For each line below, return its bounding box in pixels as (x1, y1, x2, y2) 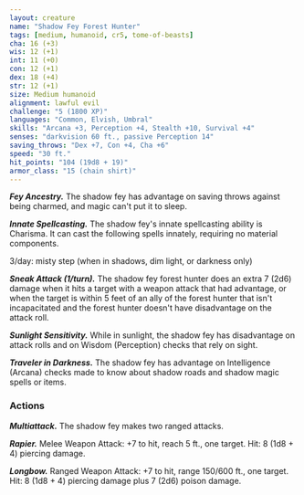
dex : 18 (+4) (9, 73, 59, 82)
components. (9, 238, 59, 249)
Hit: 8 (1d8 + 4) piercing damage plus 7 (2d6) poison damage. (9, 475, 242, 486)
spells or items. (9, 376, 67, 388)
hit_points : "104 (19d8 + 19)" (9, 157, 129, 167)
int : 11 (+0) (9, 56, 59, 65)
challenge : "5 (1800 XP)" (9, 107, 108, 116)
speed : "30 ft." (9, 149, 71, 158)
